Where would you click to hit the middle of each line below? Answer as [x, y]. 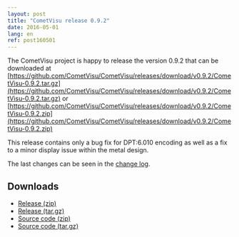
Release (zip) [37, 203]
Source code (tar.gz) [48, 226]
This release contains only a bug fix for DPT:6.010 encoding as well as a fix [117, 142]
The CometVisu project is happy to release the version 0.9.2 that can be [113, 60]
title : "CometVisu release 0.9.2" [59, 21]
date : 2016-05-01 [33, 27]
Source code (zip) [44, 218]
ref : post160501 [31, 41]
